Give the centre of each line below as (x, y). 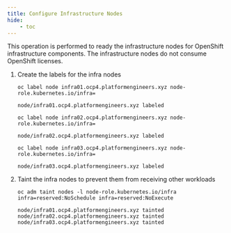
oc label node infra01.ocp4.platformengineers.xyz (92, 88)
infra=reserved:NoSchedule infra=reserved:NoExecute (95, 198)
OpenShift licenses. (35, 61)
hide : (15, 20)
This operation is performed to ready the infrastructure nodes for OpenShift (115, 47)
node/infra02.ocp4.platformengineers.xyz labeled (91, 136)
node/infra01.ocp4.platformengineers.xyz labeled (91, 106)
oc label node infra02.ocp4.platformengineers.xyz (92, 118)
